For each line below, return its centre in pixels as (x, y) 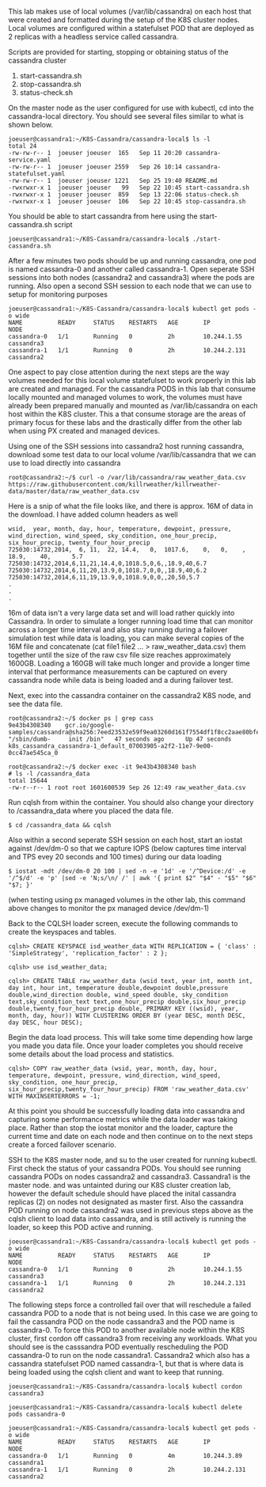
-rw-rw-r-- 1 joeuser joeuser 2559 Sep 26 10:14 (95, 167)
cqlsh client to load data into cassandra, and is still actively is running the (127, 1219)
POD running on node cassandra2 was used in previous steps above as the (131, 1210)
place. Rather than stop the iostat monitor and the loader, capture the (121, 1128)
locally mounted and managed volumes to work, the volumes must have (125, 397)
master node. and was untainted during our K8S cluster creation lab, (120, 1185)
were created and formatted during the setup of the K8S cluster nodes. (124, 20)
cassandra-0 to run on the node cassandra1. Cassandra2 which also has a (129, 1355)
